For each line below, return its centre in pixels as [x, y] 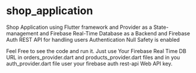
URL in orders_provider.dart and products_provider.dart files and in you [93, 57]
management [22, 33]
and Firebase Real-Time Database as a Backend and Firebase [115, 33]
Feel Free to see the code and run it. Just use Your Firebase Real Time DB [96, 51]
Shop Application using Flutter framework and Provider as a [79, 27]
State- [161, 27]
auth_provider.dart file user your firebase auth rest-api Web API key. [89, 64]
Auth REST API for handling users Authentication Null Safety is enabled [93, 39]
